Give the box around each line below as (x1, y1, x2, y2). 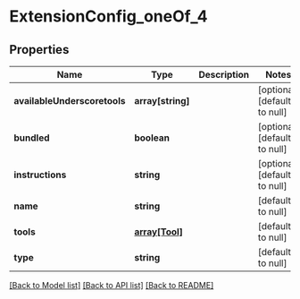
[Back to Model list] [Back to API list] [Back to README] (9, 280, 214, 290)
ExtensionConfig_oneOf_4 (9, 6, 208, 27)
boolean (133, 132, 170, 144)
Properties (9, 42, 70, 57)
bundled (13, 132, 51, 144)
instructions (13, 168, 67, 181)
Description (198, 69, 250, 81)
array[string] (133, 95, 190, 107)
